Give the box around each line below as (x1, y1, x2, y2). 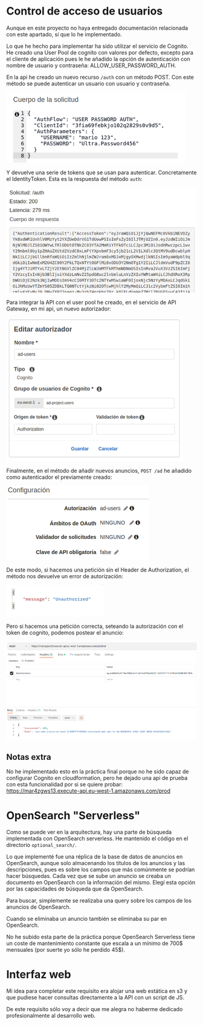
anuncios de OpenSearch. (6, 903, 71, 911)
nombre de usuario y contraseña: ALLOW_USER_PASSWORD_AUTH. (6, 62, 176, 69)
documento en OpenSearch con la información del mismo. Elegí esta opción (6, 879, 196, 886)
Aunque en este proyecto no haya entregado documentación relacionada (6, 24, 188, 31)
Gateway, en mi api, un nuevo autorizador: (6, 305, 112, 312)
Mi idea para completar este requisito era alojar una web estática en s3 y (6, 987, 188, 995)
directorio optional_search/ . (6, 842, 77, 849)
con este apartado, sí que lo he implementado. (6, 30, 122, 38)
